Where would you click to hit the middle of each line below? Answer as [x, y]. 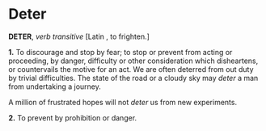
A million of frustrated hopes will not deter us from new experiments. [122, 102]
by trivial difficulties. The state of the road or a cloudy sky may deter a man [133, 78]
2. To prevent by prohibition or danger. [73, 117]
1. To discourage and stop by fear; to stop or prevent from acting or [120, 52]
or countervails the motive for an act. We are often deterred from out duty [131, 69]
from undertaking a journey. [55, 87]
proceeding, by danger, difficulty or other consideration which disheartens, [133, 61]
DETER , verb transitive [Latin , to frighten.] [79, 36]
